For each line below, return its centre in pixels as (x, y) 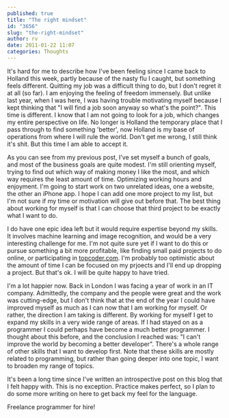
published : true (30, 13)
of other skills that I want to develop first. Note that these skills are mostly (110, 351)
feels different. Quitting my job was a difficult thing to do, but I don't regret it (114, 86)
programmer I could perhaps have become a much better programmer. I (108, 329)
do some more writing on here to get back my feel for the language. (102, 393)
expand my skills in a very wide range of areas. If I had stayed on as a (105, 322)
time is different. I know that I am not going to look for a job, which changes (113, 114)
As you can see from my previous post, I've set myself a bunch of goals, (109, 157)
